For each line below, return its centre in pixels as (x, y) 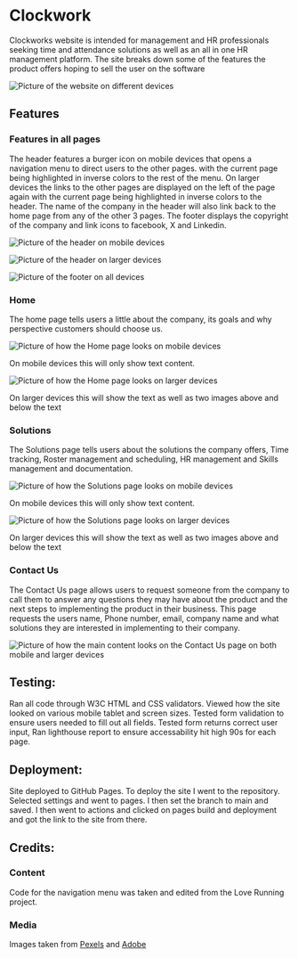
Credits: (32, 847)
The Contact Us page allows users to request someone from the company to (149, 590)
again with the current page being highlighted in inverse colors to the (136, 196)
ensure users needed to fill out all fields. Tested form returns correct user (144, 723)
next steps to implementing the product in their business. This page (133, 609)
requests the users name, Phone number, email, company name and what (144, 618)
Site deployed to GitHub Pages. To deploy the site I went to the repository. (145, 791)
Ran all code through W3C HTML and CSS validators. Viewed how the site (145, 704)
